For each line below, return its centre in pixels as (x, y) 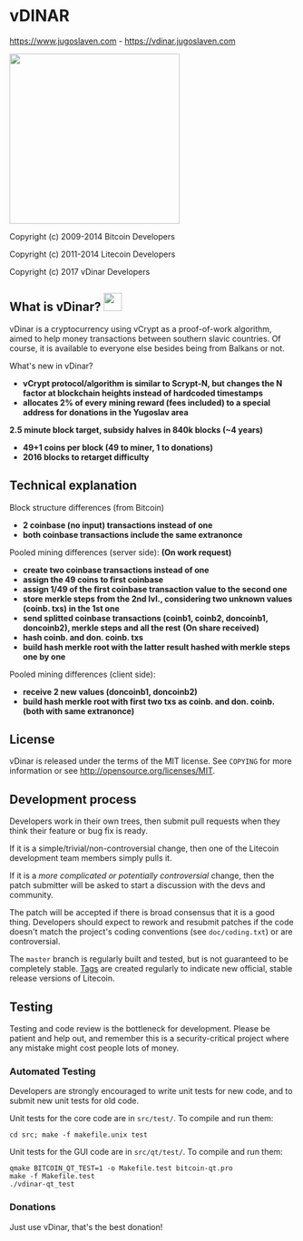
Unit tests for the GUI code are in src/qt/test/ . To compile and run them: (146, 1152)
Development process (73, 799)
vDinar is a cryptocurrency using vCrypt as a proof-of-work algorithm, (141, 328)
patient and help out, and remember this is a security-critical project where (149, 1038)
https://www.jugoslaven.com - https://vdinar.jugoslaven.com (122, 41)
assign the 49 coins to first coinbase (93, 579)
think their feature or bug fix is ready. (78, 831)
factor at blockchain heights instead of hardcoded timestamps (142, 393)
